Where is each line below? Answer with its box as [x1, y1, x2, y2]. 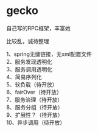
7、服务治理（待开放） [6, 96, 63, 103]
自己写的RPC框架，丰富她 [6, 24, 71, 32]
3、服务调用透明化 [6, 65, 53, 73]
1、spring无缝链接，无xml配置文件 [6, 50, 93, 58]
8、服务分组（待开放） [6, 103, 63, 111]
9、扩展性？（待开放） [6, 111, 63, 119]
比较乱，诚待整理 [6, 37, 49, 44]
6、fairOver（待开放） [6, 88, 62, 96]
